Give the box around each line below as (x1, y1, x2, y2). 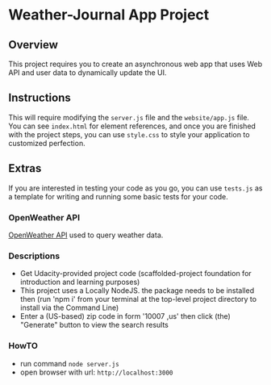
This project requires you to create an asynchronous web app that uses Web (8, 59, 263, 69)
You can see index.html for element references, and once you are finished (8, 121, 256, 131)
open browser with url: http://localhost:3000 (19, 367, 173, 377)
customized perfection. (8, 138, 86, 148)
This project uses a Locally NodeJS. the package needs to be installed (19, 286, 255, 295)
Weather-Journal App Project (8, 6, 210, 24)
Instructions (8, 91, 71, 105)
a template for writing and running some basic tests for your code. (8, 191, 228, 201)
